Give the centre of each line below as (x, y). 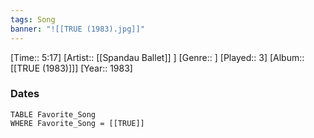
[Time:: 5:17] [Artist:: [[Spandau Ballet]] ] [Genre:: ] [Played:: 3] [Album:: (157, 57)
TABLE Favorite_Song (53, 114)
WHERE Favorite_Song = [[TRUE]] (77, 123)
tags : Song (33, 19)
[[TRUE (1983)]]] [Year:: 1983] (71, 68)
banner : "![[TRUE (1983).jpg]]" (77, 29)
